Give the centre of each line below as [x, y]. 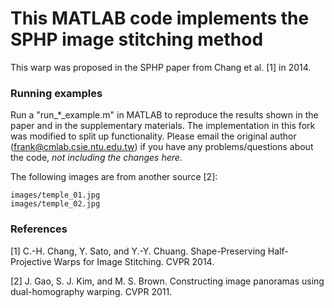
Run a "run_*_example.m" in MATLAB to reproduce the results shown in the [164, 115]
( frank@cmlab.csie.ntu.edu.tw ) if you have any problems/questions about [162, 147]
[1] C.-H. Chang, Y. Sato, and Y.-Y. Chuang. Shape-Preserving [138, 251]
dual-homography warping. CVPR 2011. [91, 291]
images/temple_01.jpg [55, 195]
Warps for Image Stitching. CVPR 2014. [134, 261]
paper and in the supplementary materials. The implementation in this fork [163, 126]
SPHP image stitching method [137, 39]
